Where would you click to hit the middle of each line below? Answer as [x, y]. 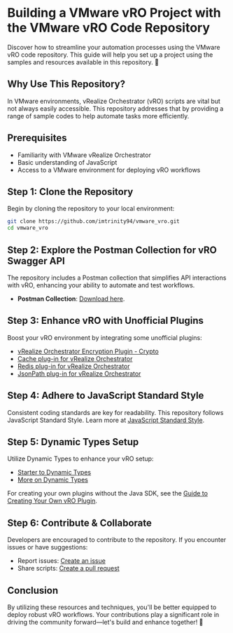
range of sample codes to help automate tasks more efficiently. [98, 116]
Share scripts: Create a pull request [69, 569]
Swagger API [36, 261]
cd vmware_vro [28, 228]
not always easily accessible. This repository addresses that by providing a [115, 108]
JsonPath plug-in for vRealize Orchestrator [79, 374]
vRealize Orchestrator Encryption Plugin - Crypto [88, 351]
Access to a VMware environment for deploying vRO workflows [109, 170]
